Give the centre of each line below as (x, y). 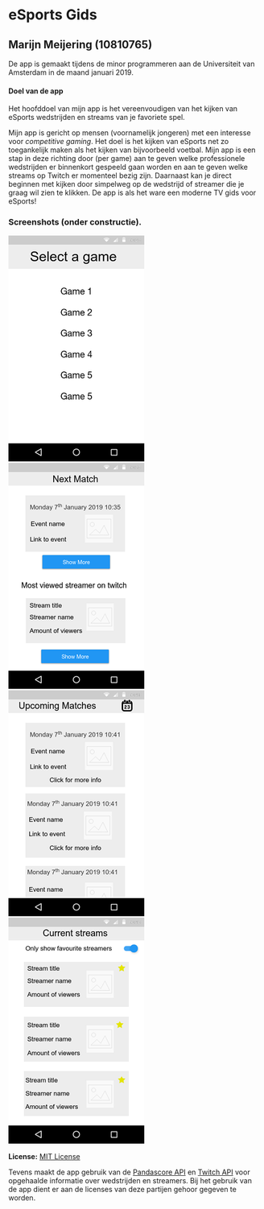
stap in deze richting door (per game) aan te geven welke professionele (127, 159)
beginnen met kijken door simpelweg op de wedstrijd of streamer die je (126, 184)
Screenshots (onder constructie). (75, 222)
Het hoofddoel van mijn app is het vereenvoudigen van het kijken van (123, 109)
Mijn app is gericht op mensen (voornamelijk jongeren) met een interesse (130, 133)
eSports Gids (53, 15)
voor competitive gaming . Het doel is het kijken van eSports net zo (119, 142)
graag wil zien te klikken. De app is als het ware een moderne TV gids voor (132, 193)
